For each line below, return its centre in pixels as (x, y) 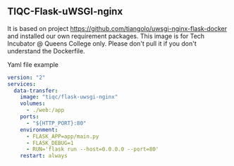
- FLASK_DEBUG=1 (50, 143)
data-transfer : (36, 91)
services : (22, 84)
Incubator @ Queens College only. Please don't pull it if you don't (102, 43)
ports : (30, 117)
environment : (39, 129)
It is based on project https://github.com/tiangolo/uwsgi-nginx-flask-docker (117, 28)
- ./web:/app (45, 110)
